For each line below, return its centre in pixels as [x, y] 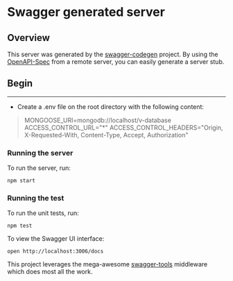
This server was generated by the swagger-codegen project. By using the [113, 54]
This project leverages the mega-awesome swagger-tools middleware [107, 264]
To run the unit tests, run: [43, 213]
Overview [29, 38]
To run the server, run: [39, 168]
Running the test [36, 198]
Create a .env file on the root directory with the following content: [111, 107]
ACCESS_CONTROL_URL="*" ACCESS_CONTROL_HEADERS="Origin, [123, 127]
